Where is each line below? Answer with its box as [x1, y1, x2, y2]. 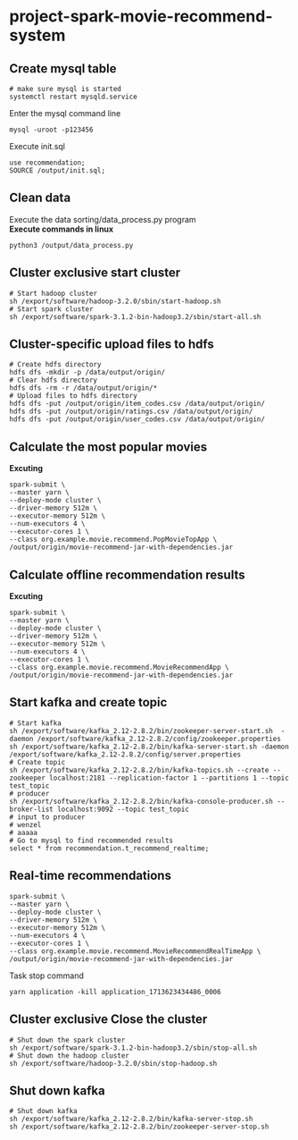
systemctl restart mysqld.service [9, 92, 138, 101]
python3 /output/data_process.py [9, 241, 134, 249]
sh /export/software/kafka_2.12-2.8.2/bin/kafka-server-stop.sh [9, 1115, 253, 1124]
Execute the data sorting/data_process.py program [9, 214, 196, 224]
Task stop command [9, 970, 85, 981]
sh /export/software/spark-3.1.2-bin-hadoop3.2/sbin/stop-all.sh [9, 1043, 257, 1052]
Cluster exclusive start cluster [9, 266, 181, 281]
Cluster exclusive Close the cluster [9, 1012, 208, 1027]
